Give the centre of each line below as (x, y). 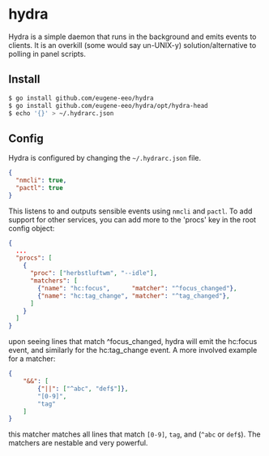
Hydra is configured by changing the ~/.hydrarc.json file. (105, 158)
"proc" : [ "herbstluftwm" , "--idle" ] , (94, 273)
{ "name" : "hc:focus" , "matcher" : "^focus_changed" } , (137, 288)
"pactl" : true (39, 187)
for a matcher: (32, 359)
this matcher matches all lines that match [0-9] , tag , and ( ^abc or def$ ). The (134, 434)
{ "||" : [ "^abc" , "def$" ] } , (83, 389)
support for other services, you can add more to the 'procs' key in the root (132, 219)
